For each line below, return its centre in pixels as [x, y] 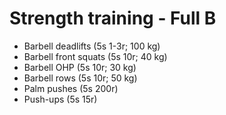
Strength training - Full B [113, 18]
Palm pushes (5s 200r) [71, 88]
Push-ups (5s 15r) [60, 99]
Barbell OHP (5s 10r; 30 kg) [80, 67]
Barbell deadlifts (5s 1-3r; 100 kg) [92, 46]
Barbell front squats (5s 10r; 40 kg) [95, 56]
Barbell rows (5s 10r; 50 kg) [80, 78]
